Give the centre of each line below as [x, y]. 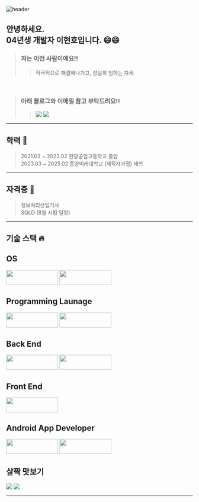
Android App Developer [50, 428]
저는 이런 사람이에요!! [49, 59]
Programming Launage [49, 301]
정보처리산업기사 [40, 205]
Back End [24, 344]
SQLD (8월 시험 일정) [45, 212]
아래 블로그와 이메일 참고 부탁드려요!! [70, 101]
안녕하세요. [25, 29]
